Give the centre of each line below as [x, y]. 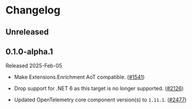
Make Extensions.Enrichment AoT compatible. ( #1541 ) [79, 77]
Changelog [33, 10]
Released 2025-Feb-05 [34, 66]
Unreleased [27, 32]
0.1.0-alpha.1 [29, 51]
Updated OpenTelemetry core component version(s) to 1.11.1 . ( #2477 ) [100, 100]
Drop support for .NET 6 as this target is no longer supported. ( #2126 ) [99, 88]
